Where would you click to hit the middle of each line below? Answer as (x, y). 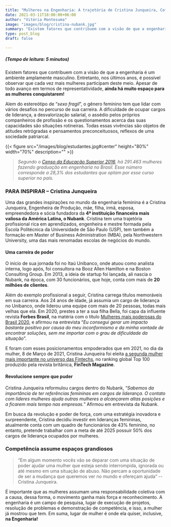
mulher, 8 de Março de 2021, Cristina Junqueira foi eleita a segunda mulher (84, 354)
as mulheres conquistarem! (35, 94)
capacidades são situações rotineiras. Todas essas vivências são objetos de (85, 125)
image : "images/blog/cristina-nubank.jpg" (51, 24)
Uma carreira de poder (30, 252)
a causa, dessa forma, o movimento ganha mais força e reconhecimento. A (84, 497)
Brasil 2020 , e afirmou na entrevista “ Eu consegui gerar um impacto (77, 322)
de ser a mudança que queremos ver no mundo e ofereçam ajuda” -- (90, 476)
